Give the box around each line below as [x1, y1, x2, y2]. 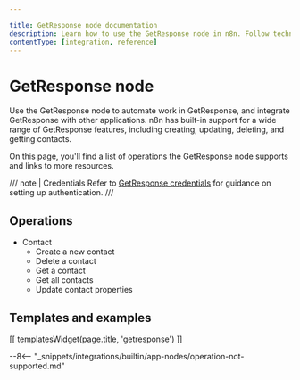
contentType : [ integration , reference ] [9, 37, 158, 46]
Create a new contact [35, 246, 115, 257]
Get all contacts [35, 275, 94, 285]
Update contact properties [35, 285, 134, 295]
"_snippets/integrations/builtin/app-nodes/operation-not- [34, 351, 245, 361]
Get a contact [35, 265, 87, 277]
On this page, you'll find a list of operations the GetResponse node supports [9, 151, 288, 161]
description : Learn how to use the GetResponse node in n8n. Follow [9, 29, 270, 38]
